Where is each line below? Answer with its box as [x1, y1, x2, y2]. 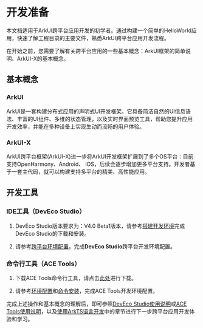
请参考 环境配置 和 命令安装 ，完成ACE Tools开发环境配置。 [15, 287, 159, 295]
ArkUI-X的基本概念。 [16, 55, 69, 62]
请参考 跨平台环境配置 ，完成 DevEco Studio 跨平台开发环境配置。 [15, 242, 176, 250]
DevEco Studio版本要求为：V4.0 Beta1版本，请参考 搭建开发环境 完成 [15, 222, 185, 230]
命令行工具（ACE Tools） [6, 259, 81, 268]
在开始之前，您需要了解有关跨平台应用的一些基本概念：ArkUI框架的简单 [6, 47, 186, 55]
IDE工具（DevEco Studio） [6, 207, 86, 216]
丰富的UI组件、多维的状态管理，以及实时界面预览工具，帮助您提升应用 [16, 115, 193, 122]
